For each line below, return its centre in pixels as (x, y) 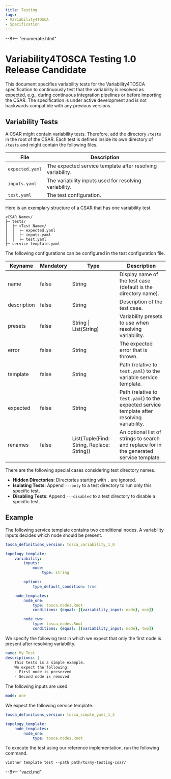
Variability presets (141, 316)
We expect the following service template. (49, 706)
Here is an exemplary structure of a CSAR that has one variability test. (78, 208)
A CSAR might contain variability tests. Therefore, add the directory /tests (83, 134)
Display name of (139, 274)
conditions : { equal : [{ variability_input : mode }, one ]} (93, 610)
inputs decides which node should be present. (54, 535)
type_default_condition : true (64, 586)
